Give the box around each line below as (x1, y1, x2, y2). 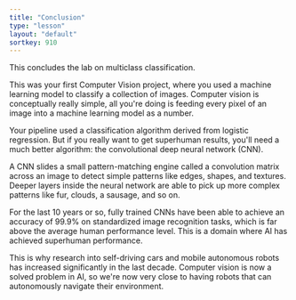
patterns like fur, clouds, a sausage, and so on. (9, 190, 180, 200)
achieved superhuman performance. (9, 235, 143, 246)
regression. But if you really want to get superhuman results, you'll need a (9, 134, 280, 145)
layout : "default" (9, 29, 77, 38)
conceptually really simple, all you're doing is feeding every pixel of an (9, 99, 268, 109)
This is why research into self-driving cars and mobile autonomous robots (9, 253, 280, 264)
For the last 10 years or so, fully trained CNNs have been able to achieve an (9, 207, 285, 218)
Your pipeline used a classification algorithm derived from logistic (9, 126, 249, 136)
